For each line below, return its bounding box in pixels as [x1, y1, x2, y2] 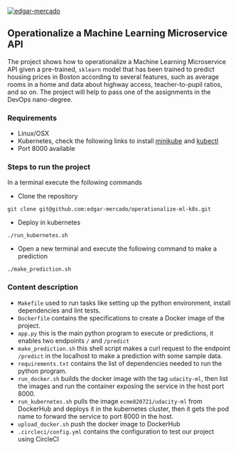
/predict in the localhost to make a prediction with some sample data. [17, 351, 223, 360]
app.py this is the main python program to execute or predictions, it [17, 328, 214, 337]
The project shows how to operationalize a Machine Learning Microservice [7, 57, 227, 66]
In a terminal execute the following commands [7, 178, 142, 187]
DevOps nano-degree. [7, 95, 73, 103]
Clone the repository [17, 192, 78, 201]
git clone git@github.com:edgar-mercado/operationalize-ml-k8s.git [7, 206, 212, 213]
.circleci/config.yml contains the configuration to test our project [17, 427, 215, 436]
